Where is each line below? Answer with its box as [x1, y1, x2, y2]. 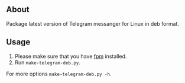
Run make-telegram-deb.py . [14, 58, 81, 66]
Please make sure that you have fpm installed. [14, 53, 127, 60]
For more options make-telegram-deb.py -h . [6, 70, 112, 77]
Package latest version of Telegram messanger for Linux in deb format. [6, 20, 179, 27]
